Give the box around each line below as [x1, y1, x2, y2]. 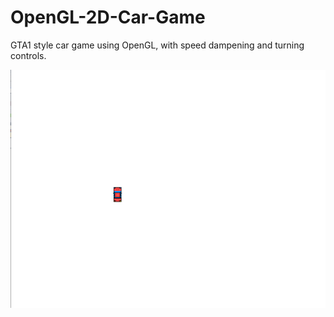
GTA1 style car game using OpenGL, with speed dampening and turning [10, 39, 305, 51]
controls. [10, 49, 47, 61]
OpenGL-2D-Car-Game [10, 6, 206, 29]
